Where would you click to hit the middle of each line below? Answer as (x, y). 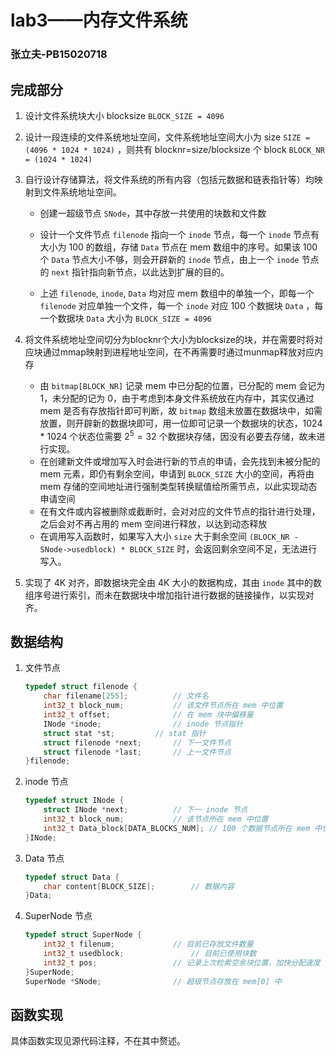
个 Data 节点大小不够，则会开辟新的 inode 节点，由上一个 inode (169, 259)
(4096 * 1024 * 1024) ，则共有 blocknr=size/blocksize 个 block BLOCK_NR (174, 149)
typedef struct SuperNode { (83, 935)
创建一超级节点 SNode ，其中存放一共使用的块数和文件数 (153, 213)
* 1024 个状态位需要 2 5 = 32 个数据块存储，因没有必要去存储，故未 (178, 435)
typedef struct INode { (74, 801)
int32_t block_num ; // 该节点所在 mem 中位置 (156, 819)
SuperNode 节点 (58, 916)
